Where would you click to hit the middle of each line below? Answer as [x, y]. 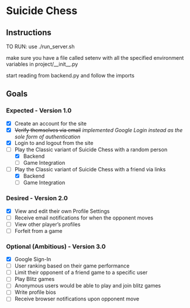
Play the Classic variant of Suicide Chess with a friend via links [90, 170]
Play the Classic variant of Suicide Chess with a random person [91, 149]
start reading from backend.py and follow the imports [70, 75]
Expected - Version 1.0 [39, 111]
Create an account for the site [50, 123]
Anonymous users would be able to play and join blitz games [88, 286]
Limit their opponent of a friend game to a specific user [81, 273]
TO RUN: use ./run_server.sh [40, 46]
